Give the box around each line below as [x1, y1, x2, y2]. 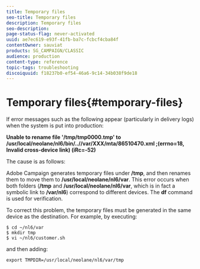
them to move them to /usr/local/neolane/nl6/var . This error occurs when [6, 176, 189, 183]
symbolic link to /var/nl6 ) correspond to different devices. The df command [6, 189, 193, 196]
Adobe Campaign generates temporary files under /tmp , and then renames [6, 170, 191, 177]
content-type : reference [6, 59, 68, 65]
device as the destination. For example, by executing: [6, 213, 137, 220]
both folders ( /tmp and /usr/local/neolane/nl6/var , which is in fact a [6, 182, 176, 189]
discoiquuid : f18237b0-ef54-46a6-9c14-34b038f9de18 [6, 70, 137, 76]
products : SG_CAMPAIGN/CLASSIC [6, 48, 84, 54]
